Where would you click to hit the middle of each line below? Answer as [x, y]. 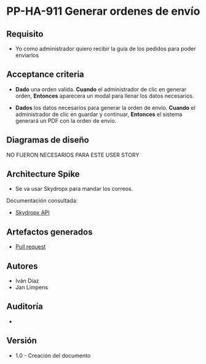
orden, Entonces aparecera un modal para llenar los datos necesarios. [105, 96]
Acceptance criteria [45, 75]
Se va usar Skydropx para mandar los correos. [74, 189]
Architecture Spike [43, 174]
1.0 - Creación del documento [53, 355]
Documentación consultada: [42, 201]
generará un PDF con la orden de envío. [66, 120]
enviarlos [27, 55]
